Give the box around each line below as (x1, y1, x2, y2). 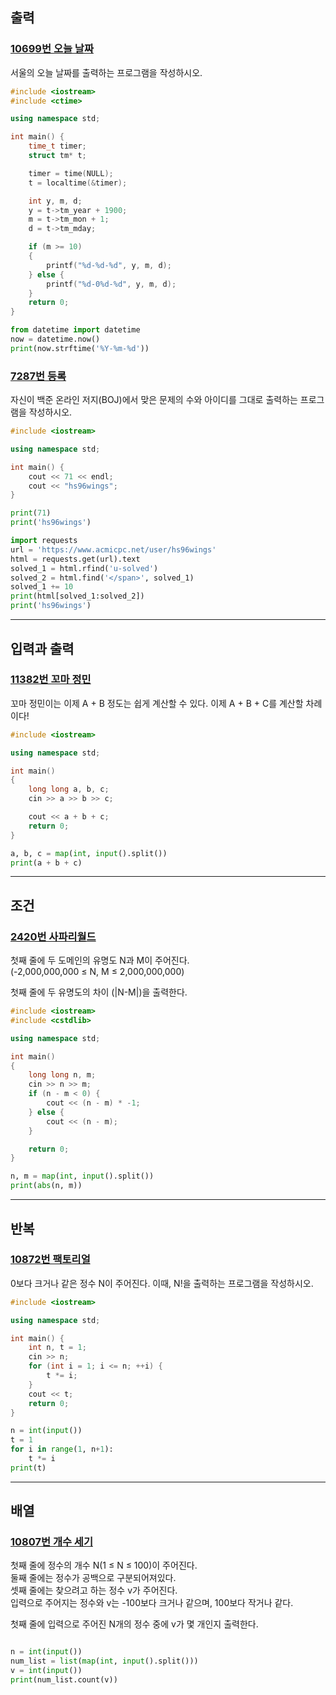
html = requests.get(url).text (10, 554, 141, 564)
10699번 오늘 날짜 (10, 42, 94, 56)
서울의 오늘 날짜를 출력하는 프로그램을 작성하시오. (10, 66, 203, 78)
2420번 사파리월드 (10, 929, 97, 943)
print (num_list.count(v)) (10, 1675, 118, 1685)
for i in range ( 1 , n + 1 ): (10, 1444, 114, 1455)
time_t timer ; (28, 141, 87, 152)
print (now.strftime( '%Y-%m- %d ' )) (10, 343, 150, 353)
